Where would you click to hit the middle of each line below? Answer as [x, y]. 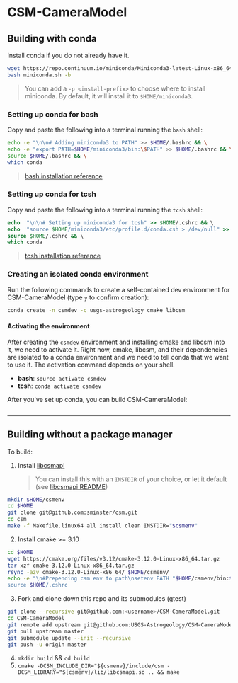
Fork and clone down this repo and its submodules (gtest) [102, 599]
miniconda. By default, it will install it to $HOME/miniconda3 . [109, 96]
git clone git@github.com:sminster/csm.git [73, 513]
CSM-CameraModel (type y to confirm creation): [78, 297]
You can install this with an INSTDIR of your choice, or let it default [131, 479]
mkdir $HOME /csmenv [36, 500]
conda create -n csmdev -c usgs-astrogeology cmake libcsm [96, 310]
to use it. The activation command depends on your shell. [91, 365]
